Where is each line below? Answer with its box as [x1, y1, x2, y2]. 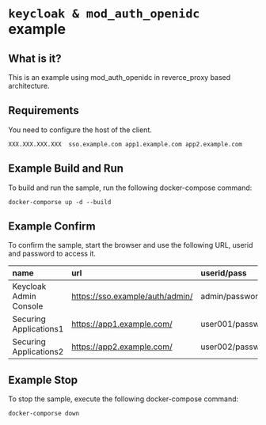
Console [12, 301, 44, 312]
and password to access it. [8, 249, 97, 259]
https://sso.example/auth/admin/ [70, 291, 193, 302]
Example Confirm [8, 220, 97, 233]
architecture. [8, 82, 50, 90]
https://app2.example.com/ [70, 341, 173, 352]
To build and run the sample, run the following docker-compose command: [8, 183, 253, 192]
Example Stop [8, 373, 78, 386]
